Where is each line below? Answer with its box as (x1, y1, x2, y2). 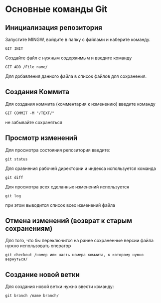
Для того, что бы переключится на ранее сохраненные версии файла (5, 238, 154, 244)
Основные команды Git (5, 3, 108, 15)
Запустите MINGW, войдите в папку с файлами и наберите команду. (5, 36, 151, 42)
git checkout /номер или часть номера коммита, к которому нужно (5, 253, 144, 258)
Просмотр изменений (5, 134, 78, 143)
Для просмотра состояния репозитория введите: (5, 147, 111, 153)
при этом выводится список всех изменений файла (5, 202, 116, 208)
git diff (5, 175, 23, 180)
